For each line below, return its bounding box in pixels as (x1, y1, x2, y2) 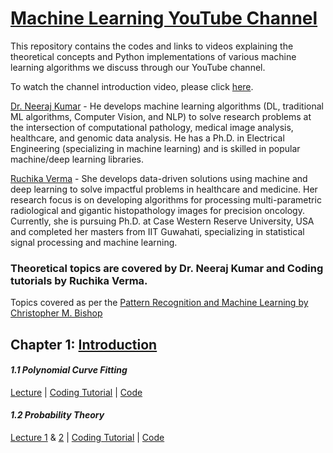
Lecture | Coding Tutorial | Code (10, 386, 143, 398)
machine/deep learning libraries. (10, 153, 145, 165)
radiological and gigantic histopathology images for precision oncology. (10, 204, 305, 216)
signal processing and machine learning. (10, 236, 178, 248)
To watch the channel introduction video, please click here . (10, 80, 254, 92)
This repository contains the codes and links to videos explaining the (10, 40, 294, 52)
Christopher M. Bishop (10, 307, 103, 319)
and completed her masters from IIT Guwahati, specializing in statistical (10, 225, 305, 237)
